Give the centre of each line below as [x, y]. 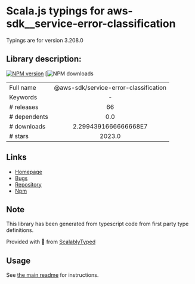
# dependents [29, 117]
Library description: [44, 59]
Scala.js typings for [55, 11]
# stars [19, 136]
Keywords [23, 97]
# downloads [27, 126]
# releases [24, 107]
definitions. [20, 230]
